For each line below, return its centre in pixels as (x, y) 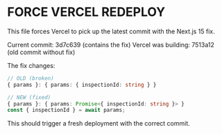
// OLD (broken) (31, 78)
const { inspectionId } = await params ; (67, 110)
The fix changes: (31, 65)
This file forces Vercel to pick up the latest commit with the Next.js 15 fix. (111, 31)
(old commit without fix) (41, 52)
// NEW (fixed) (29, 97)
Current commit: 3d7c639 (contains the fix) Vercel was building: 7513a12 (111, 44)
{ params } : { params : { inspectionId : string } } (82, 85)
